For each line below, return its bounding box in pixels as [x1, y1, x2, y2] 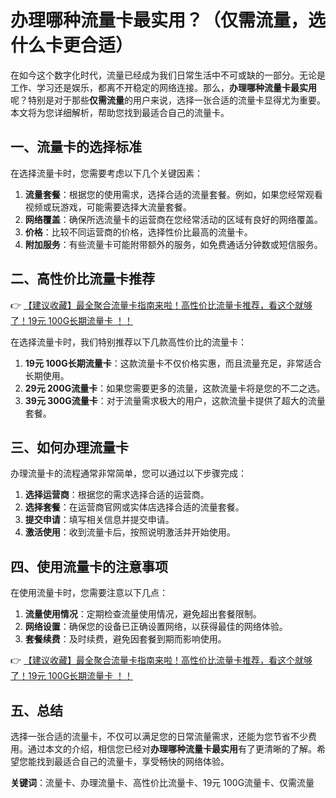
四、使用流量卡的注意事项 [10, 558, 168, 575]
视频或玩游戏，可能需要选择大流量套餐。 [24, 201, 192, 213]
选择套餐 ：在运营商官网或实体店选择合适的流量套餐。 [24, 501, 245, 513]
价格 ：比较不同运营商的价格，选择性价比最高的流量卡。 [24, 226, 253, 238]
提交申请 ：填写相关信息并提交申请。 [24, 514, 175, 526]
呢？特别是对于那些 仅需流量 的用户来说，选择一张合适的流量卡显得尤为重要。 [10, 94, 326, 106]
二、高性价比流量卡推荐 [10, 271, 155, 288]
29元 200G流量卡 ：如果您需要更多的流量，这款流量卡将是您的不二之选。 [24, 382, 326, 394]
